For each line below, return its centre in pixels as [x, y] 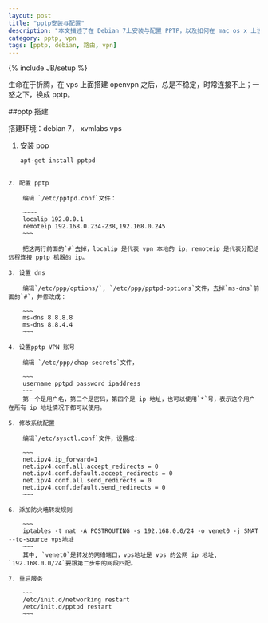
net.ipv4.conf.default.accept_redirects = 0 [98, 474]
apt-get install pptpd [57, 161]
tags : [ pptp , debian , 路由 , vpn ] [63, 46]
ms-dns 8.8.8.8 [48, 318]
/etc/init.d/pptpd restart [67, 607]
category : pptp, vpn [43, 38]
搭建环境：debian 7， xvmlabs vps [65, 129]
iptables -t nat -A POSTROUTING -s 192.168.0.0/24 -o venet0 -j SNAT [141, 531]
